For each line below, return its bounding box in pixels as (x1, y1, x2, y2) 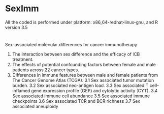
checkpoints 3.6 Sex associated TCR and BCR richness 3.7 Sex (12, 98, 140, 104)
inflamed (12, 88, 31, 94)
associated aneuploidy (12, 104, 59, 110)
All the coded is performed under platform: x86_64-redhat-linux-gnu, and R (5, 19, 158, 25)
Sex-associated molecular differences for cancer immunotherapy (5, 42, 137, 48)
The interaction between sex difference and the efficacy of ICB (12, 51, 140, 57)
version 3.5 (5, 24, 28, 30)
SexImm (5, 3, 39, 14)
